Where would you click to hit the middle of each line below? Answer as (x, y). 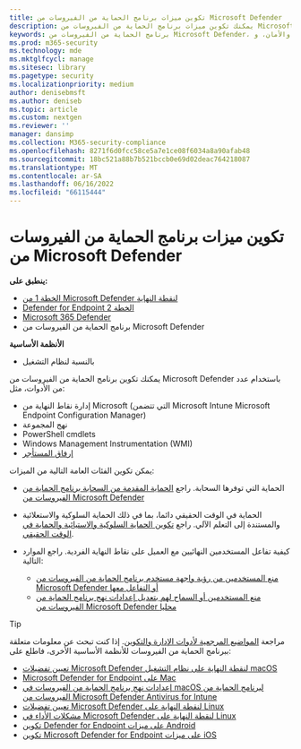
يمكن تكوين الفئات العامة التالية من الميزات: (82, 470)
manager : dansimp (42, 134)
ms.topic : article (43, 109)
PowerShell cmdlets (59, 434)
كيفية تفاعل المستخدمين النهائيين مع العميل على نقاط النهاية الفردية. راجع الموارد (156, 551)
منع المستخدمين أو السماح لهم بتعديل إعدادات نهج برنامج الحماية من (148, 597)
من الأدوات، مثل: (37, 388)
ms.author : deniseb (46, 101)
